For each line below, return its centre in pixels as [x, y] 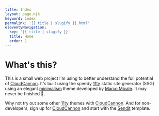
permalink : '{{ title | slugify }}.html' [48, 23]
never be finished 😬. [25, 94]
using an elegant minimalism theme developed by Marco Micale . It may [76, 88]
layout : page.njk [23, 14]
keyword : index [20, 18]
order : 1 [18, 41]
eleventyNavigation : [26, 28]
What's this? [31, 65]
